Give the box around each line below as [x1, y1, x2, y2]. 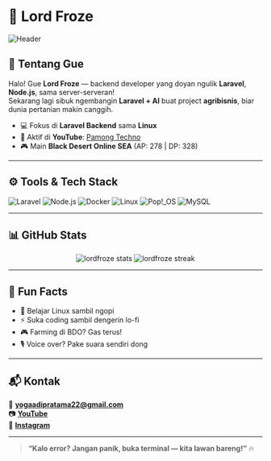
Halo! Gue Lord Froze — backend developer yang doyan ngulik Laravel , [8, 78, 247, 88]
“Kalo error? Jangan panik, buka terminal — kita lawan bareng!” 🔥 [27, 443, 254, 453]
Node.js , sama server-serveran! [8, 87, 115, 97]
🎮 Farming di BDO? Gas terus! [19, 327, 123, 337]
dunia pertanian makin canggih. [8, 104, 114, 114]
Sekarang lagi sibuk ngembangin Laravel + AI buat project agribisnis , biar [8, 96, 255, 106]
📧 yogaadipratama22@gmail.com [8, 400, 123, 409]
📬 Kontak [8, 374, 60, 388]
